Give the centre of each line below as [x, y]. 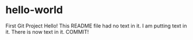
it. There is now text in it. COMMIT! [47, 31]
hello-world [34, 10]
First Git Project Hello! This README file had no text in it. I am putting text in [96, 26]
